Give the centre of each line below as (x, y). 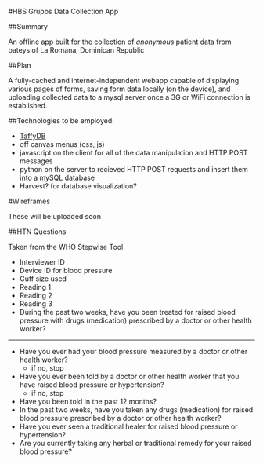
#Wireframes (29, 201)
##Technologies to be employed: (61, 121)
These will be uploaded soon (55, 216)
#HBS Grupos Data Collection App (63, 11)
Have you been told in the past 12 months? (88, 401)
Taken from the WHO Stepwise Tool (66, 247)
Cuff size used (43, 279)
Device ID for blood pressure (66, 270)
